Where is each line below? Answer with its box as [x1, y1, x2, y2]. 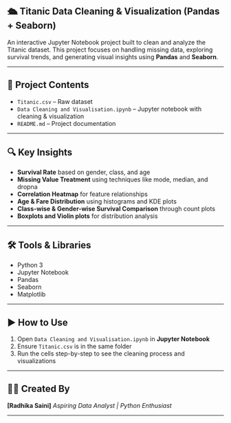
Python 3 [16, 261, 43, 270]
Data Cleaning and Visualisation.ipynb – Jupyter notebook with [16, 105, 201, 113]
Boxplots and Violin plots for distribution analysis [16, 212, 158, 220]
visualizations [16, 357, 56, 365]
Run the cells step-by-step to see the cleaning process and [16, 349, 186, 358]
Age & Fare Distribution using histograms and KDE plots [16, 197, 177, 206]
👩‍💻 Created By [7, 383, 70, 395]
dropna [16, 183, 38, 191]
